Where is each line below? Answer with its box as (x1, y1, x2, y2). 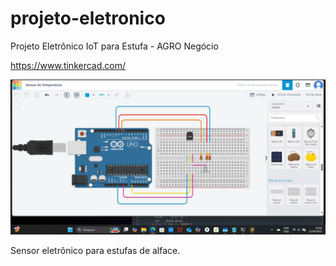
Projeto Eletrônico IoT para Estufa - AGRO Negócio (10, 40, 219, 52)
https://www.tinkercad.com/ (10, 59, 127, 71)
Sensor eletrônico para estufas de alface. (10, 245, 181, 256)
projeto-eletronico (10, 7, 166, 30)
